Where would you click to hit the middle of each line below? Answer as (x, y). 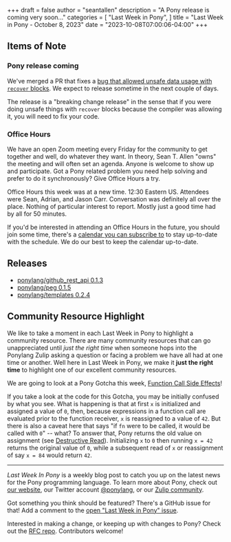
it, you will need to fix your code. (53, 116)
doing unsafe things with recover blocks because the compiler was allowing (114, 109)
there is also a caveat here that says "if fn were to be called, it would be (109, 425)
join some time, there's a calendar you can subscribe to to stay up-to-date (112, 234)
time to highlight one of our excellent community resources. (92, 370)
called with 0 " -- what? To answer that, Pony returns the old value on (104, 433)
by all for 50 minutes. (37, 214)
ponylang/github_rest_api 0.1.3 (60, 280)
